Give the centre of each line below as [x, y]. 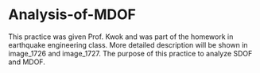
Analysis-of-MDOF [72, 15]
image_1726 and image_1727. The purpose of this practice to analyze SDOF [130, 53]
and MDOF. [27, 62]
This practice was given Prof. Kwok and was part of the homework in [121, 36]
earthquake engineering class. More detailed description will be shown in [128, 44]
